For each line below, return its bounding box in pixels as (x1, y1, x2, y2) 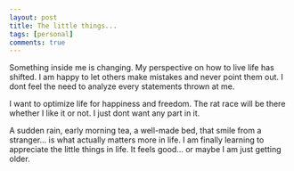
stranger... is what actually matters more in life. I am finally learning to (9, 134, 265, 145)
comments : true (9, 37, 66, 47)
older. (9, 153, 30, 165)
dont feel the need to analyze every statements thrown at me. (9, 81, 235, 92)
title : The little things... (9, 21, 118, 30)
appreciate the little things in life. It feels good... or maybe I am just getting (9, 144, 282, 155)
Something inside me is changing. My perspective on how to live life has (9, 62, 274, 73)
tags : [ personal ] (9, 29, 74, 38)
